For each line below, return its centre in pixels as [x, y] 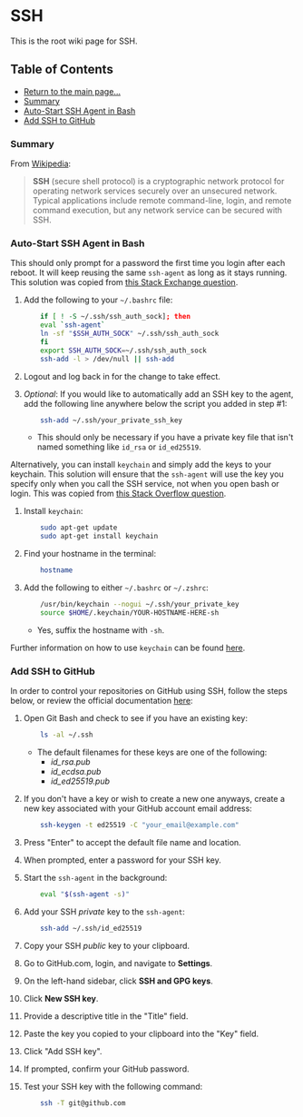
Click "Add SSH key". [63, 1051]
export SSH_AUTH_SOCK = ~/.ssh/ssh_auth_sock [123, 351]
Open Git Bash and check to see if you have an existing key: [136, 718]
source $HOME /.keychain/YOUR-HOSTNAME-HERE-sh [130, 613]
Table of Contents [62, 69]
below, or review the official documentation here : [102, 701]
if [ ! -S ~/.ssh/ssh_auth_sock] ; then [116, 317]
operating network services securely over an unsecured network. [155, 191]
